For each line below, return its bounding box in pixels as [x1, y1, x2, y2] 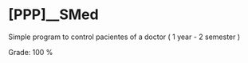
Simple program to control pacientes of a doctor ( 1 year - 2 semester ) [8, 32, 241, 41]
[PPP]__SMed [8, 6, 99, 24]
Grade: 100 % [8, 47, 53, 57]
